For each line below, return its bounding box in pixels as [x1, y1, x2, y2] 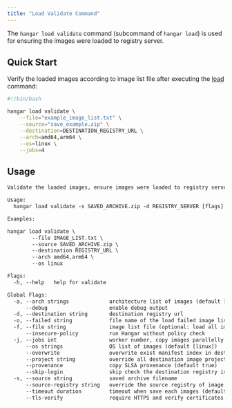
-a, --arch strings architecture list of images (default [13, 298, 221, 305]
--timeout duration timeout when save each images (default [25, 388, 227, 395]
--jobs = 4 [19, 147, 45, 154]
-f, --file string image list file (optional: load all [13, 324, 217, 331]
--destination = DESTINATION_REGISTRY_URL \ [19, 127, 144, 134]
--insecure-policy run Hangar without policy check [25, 330, 206, 337]
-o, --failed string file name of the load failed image [13, 317, 215, 324]
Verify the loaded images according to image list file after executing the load [7, 75, 224, 83]
